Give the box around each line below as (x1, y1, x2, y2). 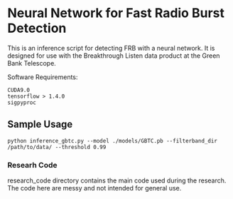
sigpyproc (7, 98, 37, 106)
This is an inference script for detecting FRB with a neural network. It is (7, 44, 215, 52)
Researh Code (7, 160, 58, 170)
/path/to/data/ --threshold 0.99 (7, 143, 107, 150)
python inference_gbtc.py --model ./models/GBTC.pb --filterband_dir (7, 137, 218, 144)
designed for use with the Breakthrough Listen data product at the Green (7, 51, 220, 60)
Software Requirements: (7, 73, 78, 81)
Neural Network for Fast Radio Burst (7, 5, 225, 21)
